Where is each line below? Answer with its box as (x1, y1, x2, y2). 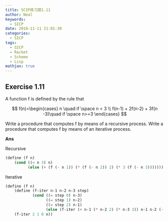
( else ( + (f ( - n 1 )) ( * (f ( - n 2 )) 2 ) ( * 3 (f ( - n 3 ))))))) (27, 164, 164, 170)
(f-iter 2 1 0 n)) (14, 211, 53, 217)
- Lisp (10, 59, 24, 64)
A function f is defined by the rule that (5, 95, 84, 101)
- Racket (10, 49, 28, 54)
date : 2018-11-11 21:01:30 (5, 26, 62, 31)
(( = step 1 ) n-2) (45, 198, 82, 203)
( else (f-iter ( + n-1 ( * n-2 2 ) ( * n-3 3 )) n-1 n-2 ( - (45, 207, 164, 212)
